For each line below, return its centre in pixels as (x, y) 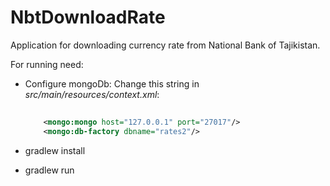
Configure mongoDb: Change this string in (112, 83)
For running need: (47, 64)
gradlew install (55, 150)
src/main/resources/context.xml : (92, 94)
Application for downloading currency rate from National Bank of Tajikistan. (165, 45)
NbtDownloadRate (88, 17)
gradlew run (49, 170)
